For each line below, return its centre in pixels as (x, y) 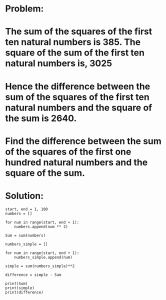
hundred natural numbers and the (76, 162)
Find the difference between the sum (83, 141)
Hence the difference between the (78, 86)
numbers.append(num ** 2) (41, 226)
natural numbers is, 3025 (59, 63)
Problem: (24, 9)
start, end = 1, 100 (27, 209)
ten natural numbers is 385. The (73, 42)
